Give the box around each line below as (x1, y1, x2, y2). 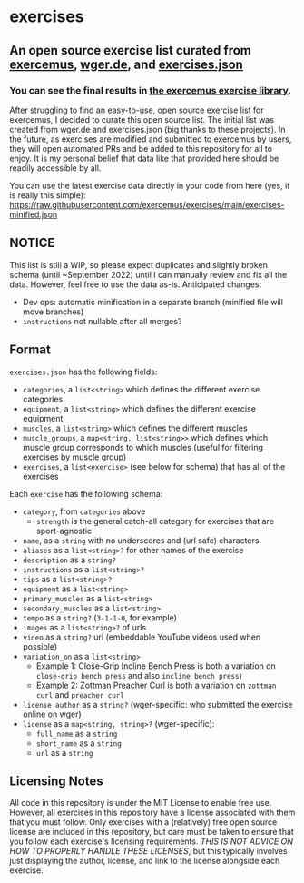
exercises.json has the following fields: (9, 366, 158, 377)
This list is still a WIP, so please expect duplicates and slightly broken (9, 259, 268, 270)
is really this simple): (9, 189, 86, 201)
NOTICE (9, 235, 55, 251)
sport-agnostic (35, 525, 93, 536)
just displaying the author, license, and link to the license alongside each (9, 856, 280, 867)
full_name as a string (35, 728, 118, 739)
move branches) (22, 306, 84, 317)
